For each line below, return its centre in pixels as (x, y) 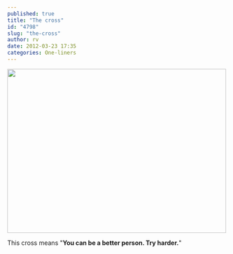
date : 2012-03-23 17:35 (42, 46)
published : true (31, 14)
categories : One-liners (42, 53)
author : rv (23, 40)
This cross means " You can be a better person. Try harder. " (94, 243)
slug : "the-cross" (34, 33)
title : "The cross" (36, 20)
